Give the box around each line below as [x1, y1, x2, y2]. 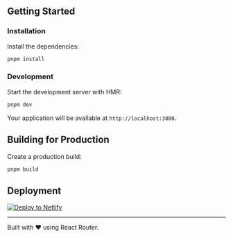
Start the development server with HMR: [7, 87, 122, 96]
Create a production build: [7, 152, 82, 160]
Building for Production [7, 134, 110, 146]
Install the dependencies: [7, 42, 80, 51]
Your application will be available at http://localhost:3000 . [7, 114, 177, 122]
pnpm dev [7, 101, 33, 108]
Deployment [7, 185, 62, 196]
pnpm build [7, 166, 39, 173]
